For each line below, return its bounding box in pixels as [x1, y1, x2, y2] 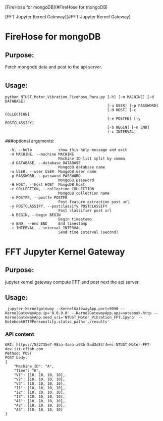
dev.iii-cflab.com [5, 346, 43, 351]
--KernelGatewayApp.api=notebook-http [71, 311, 152, 316]
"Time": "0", [14, 368, 41, 373]
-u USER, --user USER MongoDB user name [9, 169, 97, 174]
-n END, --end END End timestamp [9, 221, 88, 226]
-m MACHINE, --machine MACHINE [9, 152, 74, 157]
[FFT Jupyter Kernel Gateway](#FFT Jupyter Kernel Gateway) [5, 14, 131, 19]
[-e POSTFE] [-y [107, 116, 141, 121]
